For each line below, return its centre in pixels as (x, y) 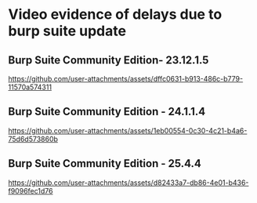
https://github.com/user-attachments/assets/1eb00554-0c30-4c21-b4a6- (128, 130)
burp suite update (67, 31)
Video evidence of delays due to (115, 14)
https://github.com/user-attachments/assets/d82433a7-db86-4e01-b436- (128, 183)
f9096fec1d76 (31, 190)
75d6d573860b (33, 139)
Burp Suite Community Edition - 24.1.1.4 (107, 112)
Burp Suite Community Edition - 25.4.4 (105, 163)
